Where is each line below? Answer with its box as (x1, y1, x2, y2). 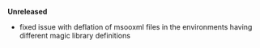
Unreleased (7, 7, 48, 16)
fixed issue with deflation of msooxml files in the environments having (19, 22, 253, 31)
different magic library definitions (19, 31, 131, 40)
